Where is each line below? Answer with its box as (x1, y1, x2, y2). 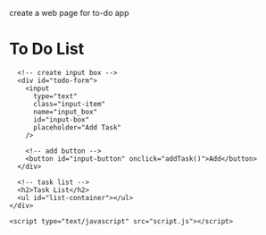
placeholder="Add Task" (32, 122, 122, 132)
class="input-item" (32, 99, 105, 108)
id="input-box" (32, 115, 90, 124)
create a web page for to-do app (9, 8, 129, 18)
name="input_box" (32, 107, 98, 116)
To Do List (9, 39, 85, 59)
